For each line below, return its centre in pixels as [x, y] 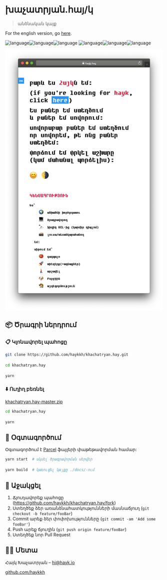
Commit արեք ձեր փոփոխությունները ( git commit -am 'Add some [84, 519]
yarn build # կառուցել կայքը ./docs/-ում [50, 470]
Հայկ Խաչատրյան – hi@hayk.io [40, 562]
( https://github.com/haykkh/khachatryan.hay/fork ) [64, 503]
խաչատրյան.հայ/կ [49, 10]
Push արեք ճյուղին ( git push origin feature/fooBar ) [69, 529]
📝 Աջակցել [23, 485]
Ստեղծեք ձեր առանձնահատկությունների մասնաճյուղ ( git [81, 508]
